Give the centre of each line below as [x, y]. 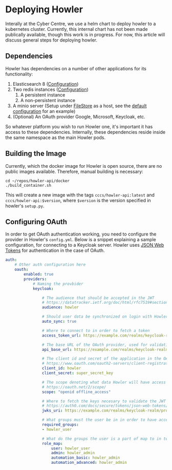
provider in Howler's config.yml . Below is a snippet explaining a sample [81, 240]
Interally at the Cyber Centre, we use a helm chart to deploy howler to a [81, 24]
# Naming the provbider [58, 284]
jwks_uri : [52, 411]
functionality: [19, 74]
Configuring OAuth [36, 222]
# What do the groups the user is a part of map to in [101, 439]
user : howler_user [71, 448]
